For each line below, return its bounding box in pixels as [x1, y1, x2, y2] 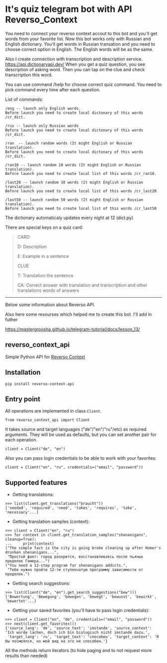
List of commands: [5, 96, 43, 102]
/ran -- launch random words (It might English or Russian [5, 141, 133, 146]
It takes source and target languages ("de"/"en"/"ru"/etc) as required [5, 426, 147, 432]
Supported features [5, 478, 68, 487]
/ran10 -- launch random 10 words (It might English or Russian [5, 163, 141, 167]
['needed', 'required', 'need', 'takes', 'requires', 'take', [5, 505, 137, 510]
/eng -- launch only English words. [5, 106, 81, 111]
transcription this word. [5, 72, 53, 78]
